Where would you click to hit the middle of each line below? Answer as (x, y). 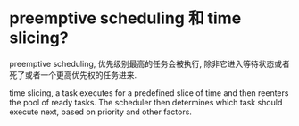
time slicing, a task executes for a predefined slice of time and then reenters (149, 92)
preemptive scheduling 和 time (125, 18)
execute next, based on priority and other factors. (100, 112)
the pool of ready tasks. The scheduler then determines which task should (146, 102)
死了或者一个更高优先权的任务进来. (73, 75)
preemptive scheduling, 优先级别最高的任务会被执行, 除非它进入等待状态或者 (149, 63)
